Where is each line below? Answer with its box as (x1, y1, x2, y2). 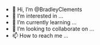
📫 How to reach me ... (12, 32, 68, 39)
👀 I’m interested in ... (12, 12, 64, 19)
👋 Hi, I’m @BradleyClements (12, 6, 82, 13)
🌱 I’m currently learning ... (12, 19, 77, 26)
